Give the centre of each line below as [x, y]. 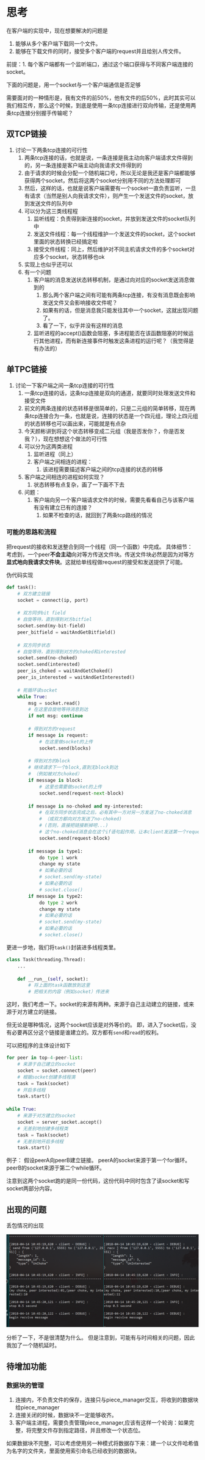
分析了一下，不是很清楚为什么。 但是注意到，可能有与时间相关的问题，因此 [101, 1338]
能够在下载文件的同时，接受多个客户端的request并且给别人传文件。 [99, 51]
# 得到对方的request [52, 729]
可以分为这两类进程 [49, 446]
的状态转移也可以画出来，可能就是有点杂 [75, 423]
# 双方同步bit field [41, 613]
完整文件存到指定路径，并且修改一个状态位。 [88, 1430]
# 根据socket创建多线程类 [47, 1077]
